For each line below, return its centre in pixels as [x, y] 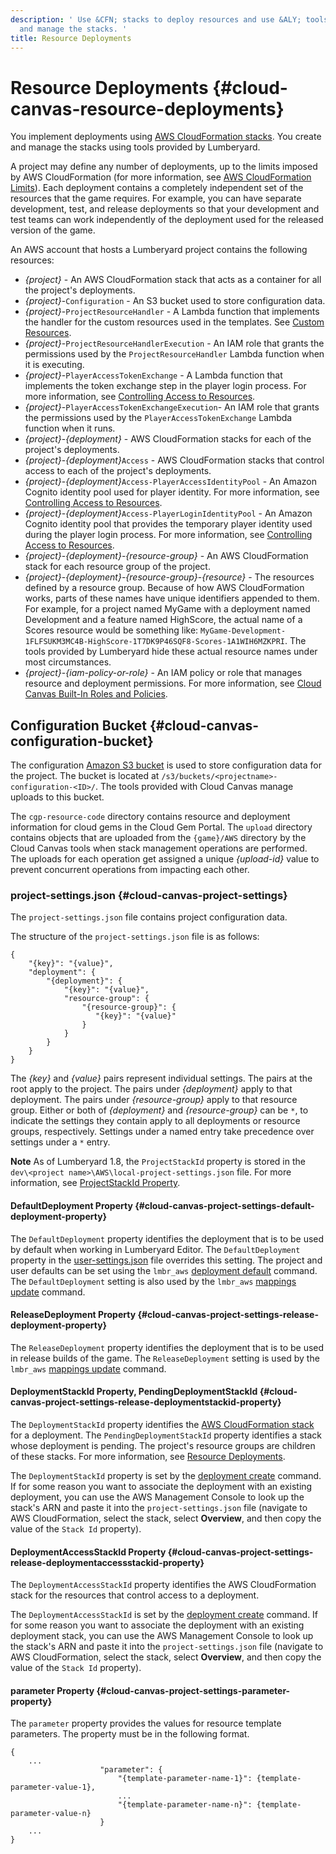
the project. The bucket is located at [85, 776]
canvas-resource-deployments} [147, 108]
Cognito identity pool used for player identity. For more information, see [172, 492]
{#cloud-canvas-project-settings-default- [224, 1206]
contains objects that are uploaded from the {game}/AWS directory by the [158, 838]
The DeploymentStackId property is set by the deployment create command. [166, 1476]
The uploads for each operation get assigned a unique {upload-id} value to [165, 859]
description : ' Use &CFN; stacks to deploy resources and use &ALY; [156, 19]
